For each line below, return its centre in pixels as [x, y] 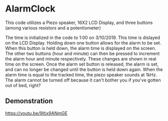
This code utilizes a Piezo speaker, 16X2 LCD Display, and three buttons [79, 22]
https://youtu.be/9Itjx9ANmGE [36, 113]
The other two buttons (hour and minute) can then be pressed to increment [82, 53]
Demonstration [29, 101]
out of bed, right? [23, 85]
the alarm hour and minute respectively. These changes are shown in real [81, 58]
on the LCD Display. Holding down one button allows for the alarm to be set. [83, 42]
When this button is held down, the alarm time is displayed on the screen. [81, 48]
